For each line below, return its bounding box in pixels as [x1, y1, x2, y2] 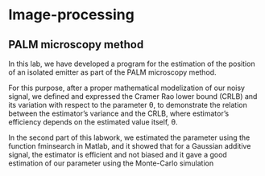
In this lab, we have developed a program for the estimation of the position [8, 59, 255, 68]
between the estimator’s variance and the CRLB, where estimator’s [8, 108, 230, 118]
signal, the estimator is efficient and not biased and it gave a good [8, 150, 227, 159]
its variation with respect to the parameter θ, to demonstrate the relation [8, 100, 248, 109]
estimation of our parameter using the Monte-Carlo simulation [8, 158, 214, 168]
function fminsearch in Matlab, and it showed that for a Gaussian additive [8, 141, 251, 150]
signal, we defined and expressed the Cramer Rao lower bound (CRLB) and [8, 92, 258, 101]
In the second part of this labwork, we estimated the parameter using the [8, 133, 251, 142]
